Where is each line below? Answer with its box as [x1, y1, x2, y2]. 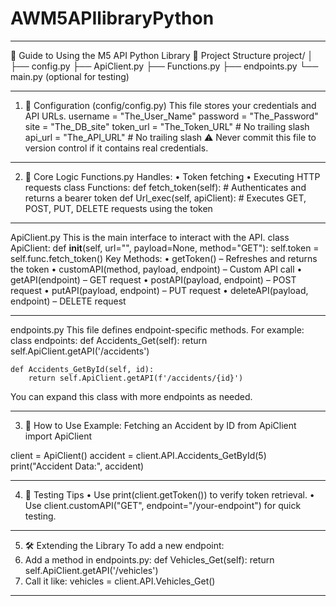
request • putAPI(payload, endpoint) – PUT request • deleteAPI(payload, [10, 284, 309, 296]
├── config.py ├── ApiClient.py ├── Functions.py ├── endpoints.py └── [10, 60, 319, 72]
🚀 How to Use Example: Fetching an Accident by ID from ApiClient [24, 419, 297, 431]
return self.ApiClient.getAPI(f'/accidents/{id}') [28, 373, 244, 383]
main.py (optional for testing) [10, 70, 130, 82]
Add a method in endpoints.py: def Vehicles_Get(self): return [24, 553, 275, 566]
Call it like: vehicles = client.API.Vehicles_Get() [24, 575, 216, 587]
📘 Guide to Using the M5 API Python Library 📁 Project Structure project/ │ [10, 49, 314, 61]
